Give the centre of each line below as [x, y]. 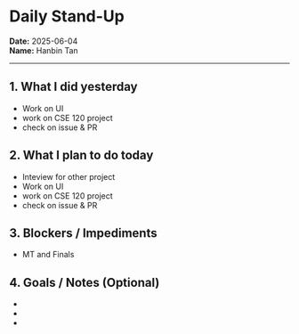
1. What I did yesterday [73, 87]
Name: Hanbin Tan [44, 50]
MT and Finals [48, 255]
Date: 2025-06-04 [44, 41]
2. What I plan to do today [81, 155]
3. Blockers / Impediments [83, 233]
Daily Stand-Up [67, 16]
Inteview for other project [69, 176]
